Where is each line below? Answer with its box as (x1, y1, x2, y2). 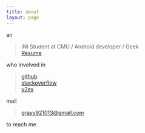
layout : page (6, 15, 39, 21)
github (21, 73, 38, 80)
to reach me (6, 120, 36, 128)
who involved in (6, 61, 46, 68)
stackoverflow (21, 79, 57, 86)
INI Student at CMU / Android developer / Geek (21, 43, 139, 50)
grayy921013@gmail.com (21, 109, 84, 116)
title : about (6, 8, 39, 15)
